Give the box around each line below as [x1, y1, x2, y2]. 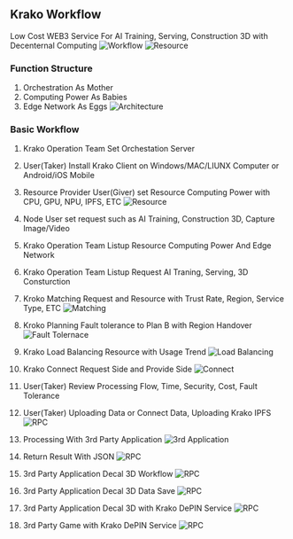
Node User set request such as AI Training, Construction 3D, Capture [22, 214, 275, 224]
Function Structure [10, 62, 93, 74]
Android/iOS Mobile [22, 170, 96, 181]
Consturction [22, 277, 71, 287]
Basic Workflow [10, 123, 80, 136]
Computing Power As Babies [22, 92, 127, 103]
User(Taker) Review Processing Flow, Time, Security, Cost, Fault [22, 381, 258, 392]
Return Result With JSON [22, 451, 115, 462]
